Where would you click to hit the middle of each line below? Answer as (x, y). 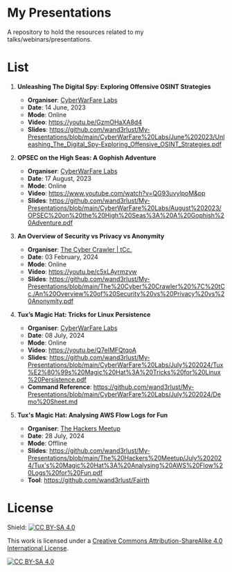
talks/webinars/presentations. (50, 39)
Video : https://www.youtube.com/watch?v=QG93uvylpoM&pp (116, 193)
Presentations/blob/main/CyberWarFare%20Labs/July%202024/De (124, 394)
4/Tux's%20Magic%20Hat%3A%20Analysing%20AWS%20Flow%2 (125, 465)
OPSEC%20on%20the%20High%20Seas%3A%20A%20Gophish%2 (126, 215)
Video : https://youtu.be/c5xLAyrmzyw (82, 271)
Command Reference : (60, 387)
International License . (38, 548)
